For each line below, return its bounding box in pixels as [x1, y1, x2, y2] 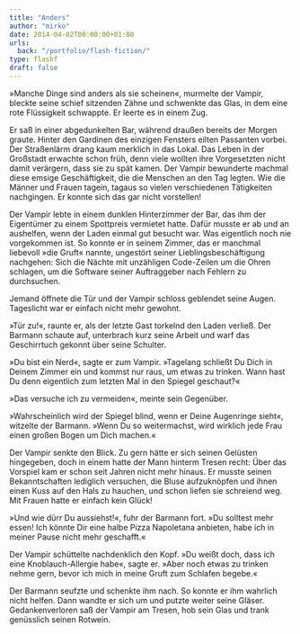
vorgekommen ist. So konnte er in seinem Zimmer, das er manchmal [9, 237, 261, 248]
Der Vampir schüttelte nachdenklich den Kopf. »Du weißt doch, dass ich [9, 549, 276, 559]
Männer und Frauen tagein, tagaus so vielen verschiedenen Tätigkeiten [9, 182, 272, 192]
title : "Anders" [9, 13, 70, 22]
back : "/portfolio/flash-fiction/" [17, 47, 151, 56]
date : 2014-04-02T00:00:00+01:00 [9, 30, 135, 39]
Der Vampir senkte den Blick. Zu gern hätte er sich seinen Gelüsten [9, 447, 258, 458]
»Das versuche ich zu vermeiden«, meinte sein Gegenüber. [9, 393, 229, 404]
